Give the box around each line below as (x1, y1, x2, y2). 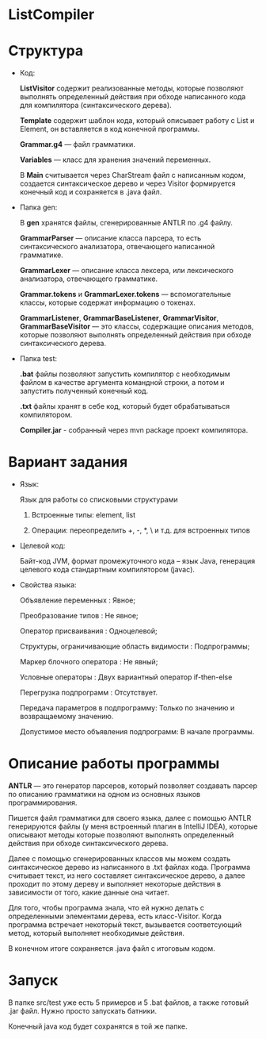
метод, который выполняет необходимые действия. (8, 929, 184, 937)
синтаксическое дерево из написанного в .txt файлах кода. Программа (8, 863, 251, 872)
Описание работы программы (8, 755, 220, 773)
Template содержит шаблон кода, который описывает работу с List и (19, 116, 255, 125)
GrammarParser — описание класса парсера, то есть (19, 233, 202, 243)
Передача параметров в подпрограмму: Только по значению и (19, 703, 235, 713)
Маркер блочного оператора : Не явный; (19, 657, 158, 667)
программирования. (8, 798, 78, 807)
